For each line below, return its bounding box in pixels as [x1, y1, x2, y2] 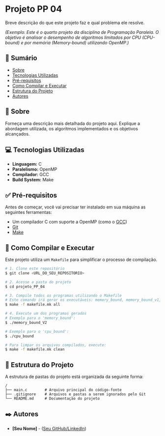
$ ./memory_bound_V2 [5, 320, 48, 325]
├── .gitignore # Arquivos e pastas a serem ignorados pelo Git [5, 392, 146, 397]
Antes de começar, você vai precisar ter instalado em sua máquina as [5, 204, 146, 210]
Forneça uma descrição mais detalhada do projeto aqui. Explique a [5, 120, 140, 126]
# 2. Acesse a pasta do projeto [5, 279, 71, 285]
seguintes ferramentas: [5, 209, 53, 215]
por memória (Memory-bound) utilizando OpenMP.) [24, 39, 129, 45]
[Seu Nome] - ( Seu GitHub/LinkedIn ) [12, 425, 87, 431]
